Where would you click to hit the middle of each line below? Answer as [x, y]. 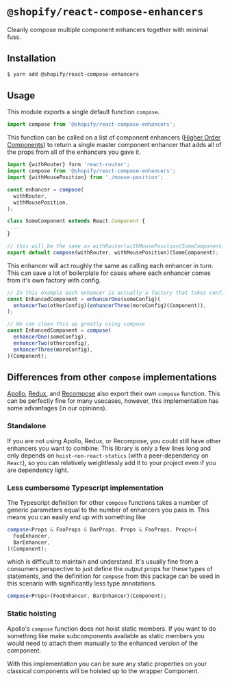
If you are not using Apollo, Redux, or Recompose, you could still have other [114, 441]
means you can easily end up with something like [76, 517]
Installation [31, 58]
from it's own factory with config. [54, 280]
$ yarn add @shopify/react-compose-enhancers [73, 74]
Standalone [27, 426]
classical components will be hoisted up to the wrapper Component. [103, 671]
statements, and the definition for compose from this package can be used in [114, 576]
